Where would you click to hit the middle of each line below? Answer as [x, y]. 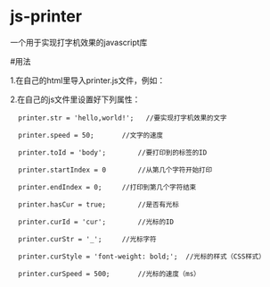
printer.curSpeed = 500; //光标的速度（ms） [109, 274]
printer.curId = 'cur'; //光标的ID [96, 222]
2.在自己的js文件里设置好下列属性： [75, 99]
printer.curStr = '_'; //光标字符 [87, 239]
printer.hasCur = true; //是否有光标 [98, 204]
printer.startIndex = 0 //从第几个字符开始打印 [115, 170]
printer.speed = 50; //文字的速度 [91, 135]
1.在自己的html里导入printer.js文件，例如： [88, 80]
